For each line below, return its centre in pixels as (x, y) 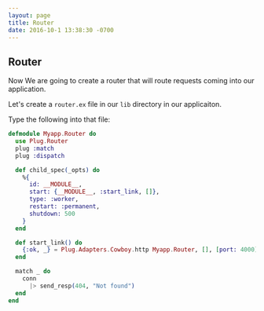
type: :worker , (54, 199)
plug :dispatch (40, 155)
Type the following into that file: (59, 119)
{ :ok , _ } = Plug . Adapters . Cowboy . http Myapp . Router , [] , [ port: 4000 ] (140, 250)
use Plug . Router (42, 141)
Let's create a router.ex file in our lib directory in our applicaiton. (115, 104)
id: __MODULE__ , (55, 185)
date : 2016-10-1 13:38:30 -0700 (61, 30)
